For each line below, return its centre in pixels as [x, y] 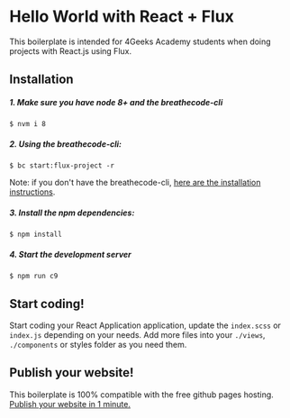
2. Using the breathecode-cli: [65, 144]
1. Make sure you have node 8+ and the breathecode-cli [116, 102]
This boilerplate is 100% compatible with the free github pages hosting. [142, 395]
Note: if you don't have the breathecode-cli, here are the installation [135, 183]
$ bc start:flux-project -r [62, 166]
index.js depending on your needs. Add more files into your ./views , [137, 335]
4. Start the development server [71, 254]
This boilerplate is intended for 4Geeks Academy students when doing [140, 41]
